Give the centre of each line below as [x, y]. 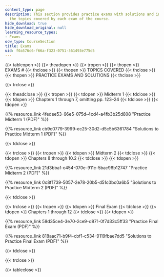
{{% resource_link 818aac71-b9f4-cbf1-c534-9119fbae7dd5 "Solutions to [78, 236]
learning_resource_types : [31, 32]
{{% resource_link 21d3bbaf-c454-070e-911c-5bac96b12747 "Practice [76, 168]
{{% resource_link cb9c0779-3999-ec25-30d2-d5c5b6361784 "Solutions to [82, 128]
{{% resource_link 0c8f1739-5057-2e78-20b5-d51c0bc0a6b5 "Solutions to [81, 182]
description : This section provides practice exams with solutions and [79, 14]
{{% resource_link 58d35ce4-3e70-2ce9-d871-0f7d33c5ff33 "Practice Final [82, 221]
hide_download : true [26, 23]
